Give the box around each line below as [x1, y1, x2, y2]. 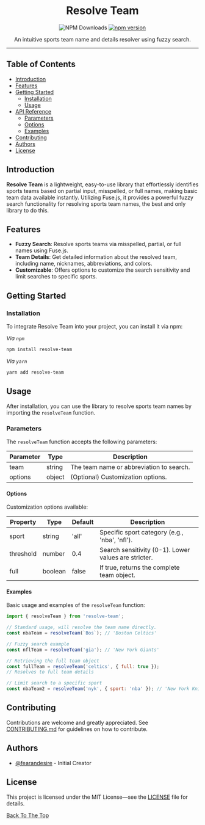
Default [71, 518, 94, 526]
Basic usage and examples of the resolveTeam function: [6, 601, 145, 609]
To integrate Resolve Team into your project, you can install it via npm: [6, 323, 183, 330]
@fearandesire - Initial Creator [15, 759, 92, 766]
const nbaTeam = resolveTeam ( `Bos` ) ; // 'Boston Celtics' [6, 630, 157, 636]
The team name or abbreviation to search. [70, 462, 190, 471]
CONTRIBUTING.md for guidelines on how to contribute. [6, 725, 148, 733]
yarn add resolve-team [6, 369, 64, 376]
